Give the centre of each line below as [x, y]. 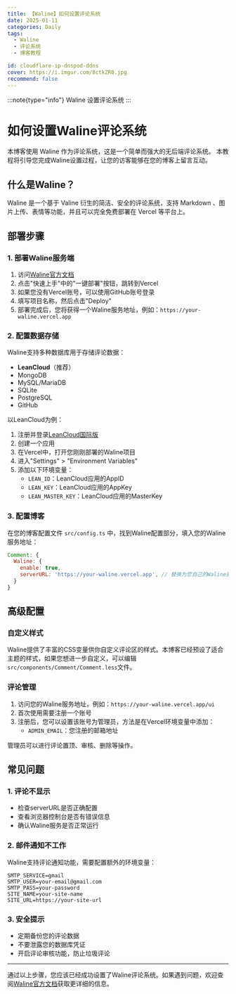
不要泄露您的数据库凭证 [51, 945]
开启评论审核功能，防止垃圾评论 [64, 953]
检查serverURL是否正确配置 [58, 808]
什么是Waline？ [41, 185]
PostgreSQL [35, 397]
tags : [15, 33]
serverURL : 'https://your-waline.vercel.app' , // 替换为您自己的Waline [123, 575]
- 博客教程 [27, 53]
